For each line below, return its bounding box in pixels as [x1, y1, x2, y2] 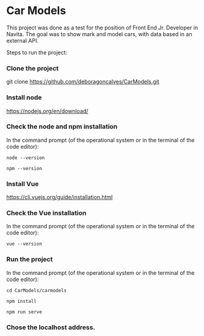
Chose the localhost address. [6, 323, 96, 331]
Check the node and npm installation [6, 122, 118, 131]
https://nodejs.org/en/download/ [6, 107, 89, 114]
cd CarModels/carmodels [6, 287, 67, 294]
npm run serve [6, 308, 43, 315]
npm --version [6, 165, 43, 171]
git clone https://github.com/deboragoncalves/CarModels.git [6, 78, 160, 86]
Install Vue [6, 179, 39, 188]
